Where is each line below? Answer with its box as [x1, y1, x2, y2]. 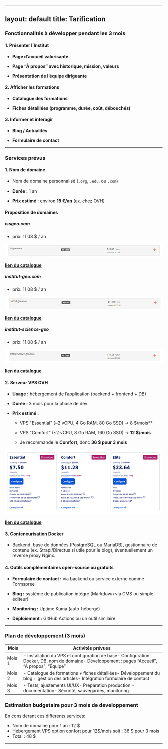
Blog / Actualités [12, 127, 48, 133]
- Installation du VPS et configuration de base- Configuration [23, 652, 150, 658]
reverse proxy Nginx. [12, 552, 56, 559]
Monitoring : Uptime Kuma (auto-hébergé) [12, 605, 100, 612]
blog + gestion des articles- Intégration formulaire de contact [23, 675, 150, 681]
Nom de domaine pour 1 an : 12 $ [12, 722, 80, 728]
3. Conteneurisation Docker [5, 531, 64, 537]
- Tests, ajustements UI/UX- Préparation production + [23, 682, 135, 688]
